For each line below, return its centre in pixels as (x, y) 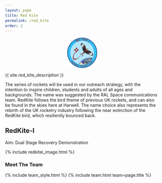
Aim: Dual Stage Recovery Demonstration (47, 142)
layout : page (18, 10)
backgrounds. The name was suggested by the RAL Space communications (81, 94)
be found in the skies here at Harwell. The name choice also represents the (81, 105)
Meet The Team (24, 165)
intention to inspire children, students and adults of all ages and (69, 90)
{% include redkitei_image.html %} (40, 152)
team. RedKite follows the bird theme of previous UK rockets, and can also (80, 100)
